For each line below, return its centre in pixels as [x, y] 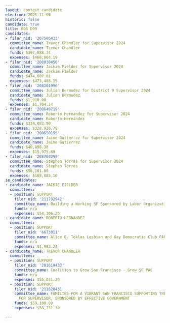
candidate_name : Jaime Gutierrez [45, 142]
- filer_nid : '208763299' [32, 157]
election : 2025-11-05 [28, 15]
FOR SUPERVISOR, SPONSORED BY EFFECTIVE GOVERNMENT [74, 299]
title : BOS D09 [21, 29]
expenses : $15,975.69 [33, 152]
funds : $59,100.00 [34, 303]
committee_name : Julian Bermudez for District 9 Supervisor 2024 [80, 90]
